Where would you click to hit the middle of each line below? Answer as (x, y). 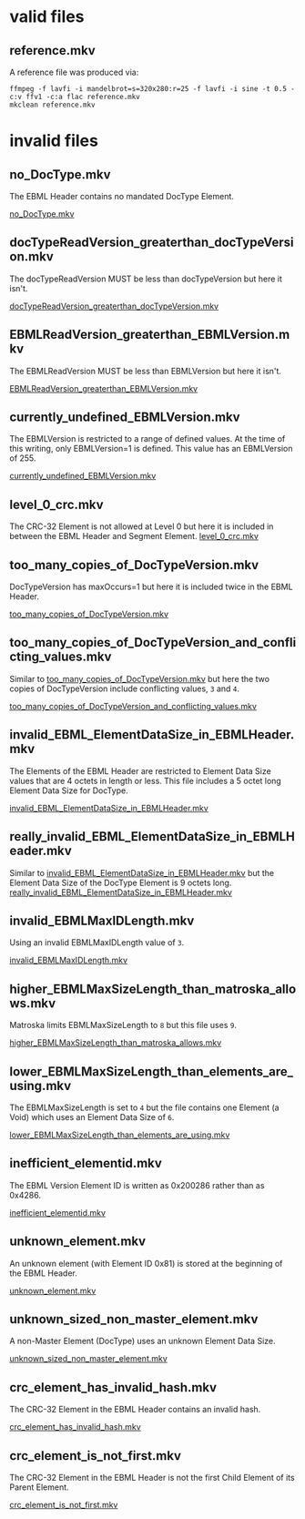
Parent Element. (40, 1487)
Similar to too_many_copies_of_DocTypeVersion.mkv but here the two (140, 678)
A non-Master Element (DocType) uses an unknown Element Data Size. (142, 1341)
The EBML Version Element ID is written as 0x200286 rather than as (137, 1185)
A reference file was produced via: (74, 72)
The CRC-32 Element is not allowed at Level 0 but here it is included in (142, 526)
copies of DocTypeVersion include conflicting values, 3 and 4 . (124, 688)
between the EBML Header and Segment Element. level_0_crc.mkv (134, 536)
